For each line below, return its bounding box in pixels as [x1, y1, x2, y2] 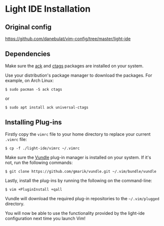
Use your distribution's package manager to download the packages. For [5, 72, 153, 78]
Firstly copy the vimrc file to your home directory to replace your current [5, 131, 151, 137]
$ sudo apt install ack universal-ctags [5, 105, 89, 110]
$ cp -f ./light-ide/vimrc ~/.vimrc [5, 145, 80, 151]
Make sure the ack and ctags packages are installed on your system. [5, 62, 144, 69]
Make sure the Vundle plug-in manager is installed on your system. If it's [5, 154, 151, 160]
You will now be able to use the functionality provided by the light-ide [5, 210, 145, 216]
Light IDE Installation [5, 3, 91, 15]
